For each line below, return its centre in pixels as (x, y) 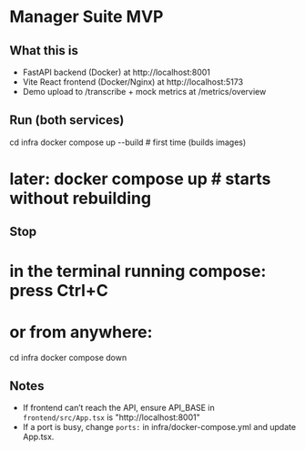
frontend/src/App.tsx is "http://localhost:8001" (111, 417)
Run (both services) (67, 120)
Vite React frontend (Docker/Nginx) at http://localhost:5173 (133, 82)
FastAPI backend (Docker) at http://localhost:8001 (117, 72)
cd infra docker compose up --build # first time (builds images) (128, 142)
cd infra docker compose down (68, 357)
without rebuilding (81, 199)
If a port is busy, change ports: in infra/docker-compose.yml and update (159, 427)
